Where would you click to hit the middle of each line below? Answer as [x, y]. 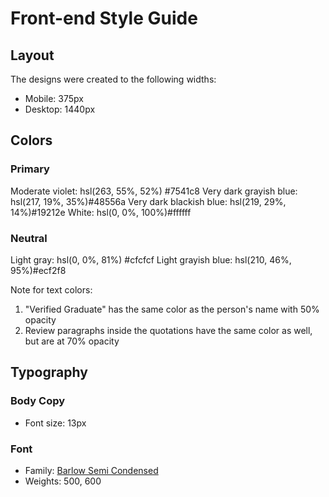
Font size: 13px [55, 423]
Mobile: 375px [54, 98]
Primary [30, 169]
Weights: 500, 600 [63, 481]
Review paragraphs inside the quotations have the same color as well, [168, 330]
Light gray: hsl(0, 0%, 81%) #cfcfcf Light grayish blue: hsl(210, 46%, [151, 259]
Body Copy [38, 401]
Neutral [29, 238]
